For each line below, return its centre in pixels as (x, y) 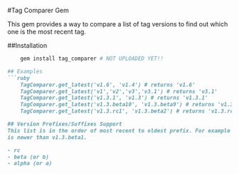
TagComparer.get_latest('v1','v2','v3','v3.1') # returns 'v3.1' (119, 91)
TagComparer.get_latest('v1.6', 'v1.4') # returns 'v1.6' (108, 85)
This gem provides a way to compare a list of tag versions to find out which (118, 24)
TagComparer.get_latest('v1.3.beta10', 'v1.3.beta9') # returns (117, 105)
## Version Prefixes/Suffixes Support (65, 124)
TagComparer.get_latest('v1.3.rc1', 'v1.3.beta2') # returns (112, 111)
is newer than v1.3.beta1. (47, 137)
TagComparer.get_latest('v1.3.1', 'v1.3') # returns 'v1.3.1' (114, 98)
